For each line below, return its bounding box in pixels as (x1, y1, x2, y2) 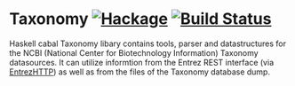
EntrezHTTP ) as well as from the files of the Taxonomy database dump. (9, 66, 271, 77)
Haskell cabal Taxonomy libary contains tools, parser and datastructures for (9, 38, 287, 49)
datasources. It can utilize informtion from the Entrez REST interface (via (9, 57, 274, 67)
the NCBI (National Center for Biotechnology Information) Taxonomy (9, 47, 259, 58)
